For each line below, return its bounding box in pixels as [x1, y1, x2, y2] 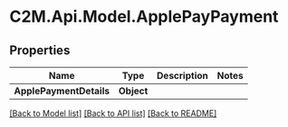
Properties [9, 43, 71, 58]
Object [118, 84, 149, 97]
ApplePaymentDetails [14, 84, 110, 97]
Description [157, 70, 208, 82]
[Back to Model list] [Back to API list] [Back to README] [9, 108, 217, 119]
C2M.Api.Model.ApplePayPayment [9, 6, 279, 27]
